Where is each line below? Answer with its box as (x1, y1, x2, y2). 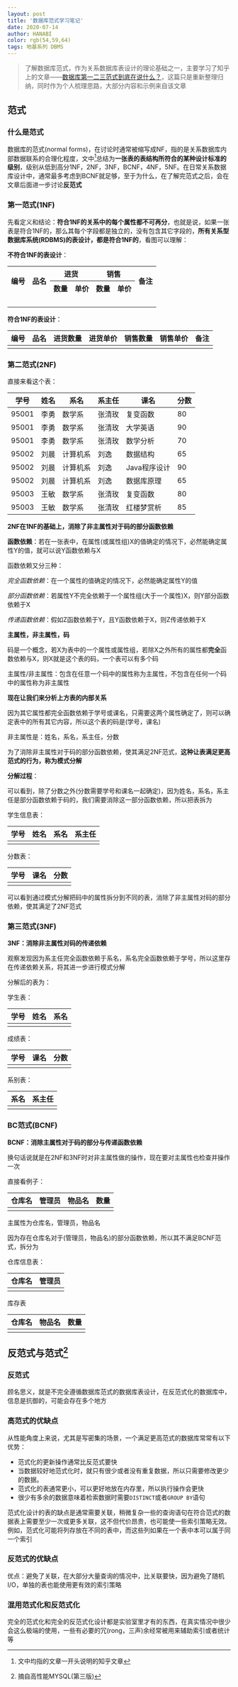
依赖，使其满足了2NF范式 (7, 902, 82, 910)
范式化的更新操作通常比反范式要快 (17, 1457, 118, 1466)
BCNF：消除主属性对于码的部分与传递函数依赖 (7, 1137, 143, 1147)
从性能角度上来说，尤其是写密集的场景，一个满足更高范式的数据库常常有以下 (7, 1434, 231, 1442)
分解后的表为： (7, 978, 51, 987)
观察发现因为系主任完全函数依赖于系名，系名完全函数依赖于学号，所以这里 (7, 954, 225, 963)
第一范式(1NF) (7, 200, 55, 210)
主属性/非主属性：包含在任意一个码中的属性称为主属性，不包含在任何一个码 (7, 669, 227, 678)
